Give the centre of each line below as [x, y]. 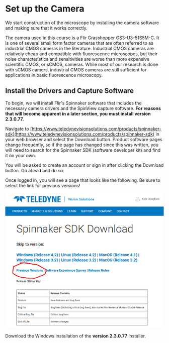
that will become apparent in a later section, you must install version [78, 113]
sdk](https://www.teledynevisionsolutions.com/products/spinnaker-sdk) [80, 134]
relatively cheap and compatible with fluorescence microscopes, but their [81, 54]
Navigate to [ [19, 129]
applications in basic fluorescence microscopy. [54, 75]
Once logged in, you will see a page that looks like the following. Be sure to [83, 180]
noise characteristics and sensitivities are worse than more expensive [77, 59]
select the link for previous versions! [43, 185]
